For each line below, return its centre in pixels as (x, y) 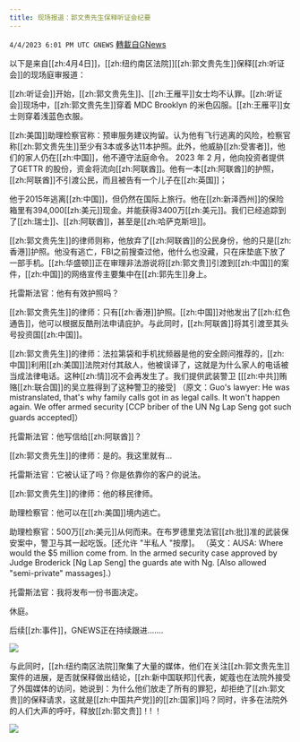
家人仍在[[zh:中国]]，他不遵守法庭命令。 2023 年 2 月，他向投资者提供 (154, 157)
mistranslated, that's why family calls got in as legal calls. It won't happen (145, 397)
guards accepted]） (46, 417)
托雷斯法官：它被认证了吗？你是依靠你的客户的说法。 (107, 474)
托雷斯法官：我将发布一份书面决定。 (76, 591)
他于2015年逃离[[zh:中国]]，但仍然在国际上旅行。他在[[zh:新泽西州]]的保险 (147, 199)
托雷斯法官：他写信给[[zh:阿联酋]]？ (76, 436)
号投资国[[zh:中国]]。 (48, 334)
